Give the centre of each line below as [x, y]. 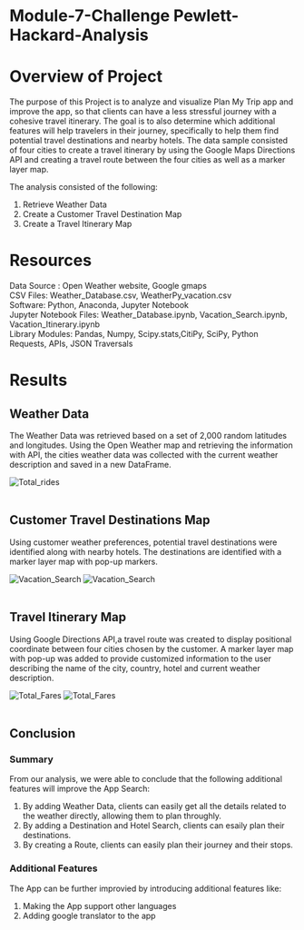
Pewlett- [206, 16]
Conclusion [43, 733]
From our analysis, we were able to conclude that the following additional [146, 779]
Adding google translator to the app [89, 915]
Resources [51, 261]
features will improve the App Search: [80, 789]
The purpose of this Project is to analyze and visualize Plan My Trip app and [152, 102]
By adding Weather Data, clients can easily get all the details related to [154, 806]
